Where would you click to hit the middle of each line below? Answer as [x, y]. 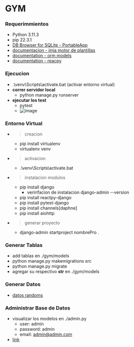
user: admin [32, 324]
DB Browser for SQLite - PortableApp [50, 45]
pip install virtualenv [40, 144]
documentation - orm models [42, 56]
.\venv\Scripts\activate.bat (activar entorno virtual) [63, 84]
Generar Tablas [24, 245]
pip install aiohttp [37, 213]
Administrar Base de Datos [38, 308]
